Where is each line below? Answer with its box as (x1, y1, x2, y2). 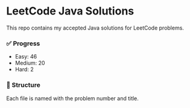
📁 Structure (6, 81, 40, 89)
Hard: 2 (14, 66, 34, 73)
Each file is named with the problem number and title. (6, 95, 139, 102)
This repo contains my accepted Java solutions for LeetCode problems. (6, 24, 184, 31)
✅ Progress (6, 39, 40, 48)
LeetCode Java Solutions (6, 4, 135, 18)
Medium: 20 (14, 59, 45, 67)
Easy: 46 (14, 53, 37, 60)
